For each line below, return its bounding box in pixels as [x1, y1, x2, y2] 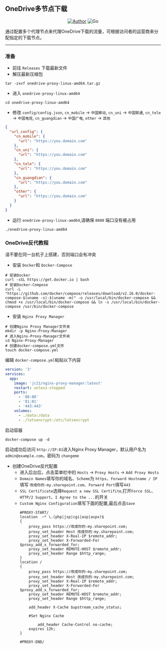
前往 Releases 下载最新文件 [12, 65, 68, 71]
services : [5, 371, 26, 376]
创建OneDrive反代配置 [12, 463, 58, 469]
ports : [14, 390, 28, 395]
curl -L [5, 287, 21, 292]
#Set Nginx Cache [29, 613, 64, 618]
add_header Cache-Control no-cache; [37, 622, 113, 627]
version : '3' [5, 367, 32, 372]
